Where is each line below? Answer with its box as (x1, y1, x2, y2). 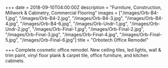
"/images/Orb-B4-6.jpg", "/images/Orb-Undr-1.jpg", (20, 20, 129, 27)
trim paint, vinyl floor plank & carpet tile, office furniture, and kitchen (5, 52, 149, 58)
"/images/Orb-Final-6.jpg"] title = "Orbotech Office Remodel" (19, 37, 149, 43)
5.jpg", (5, 37, 19, 43)
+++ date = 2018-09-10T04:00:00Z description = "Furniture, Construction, (5, 5, 162, 10)
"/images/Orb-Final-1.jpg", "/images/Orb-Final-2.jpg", (32, 26, 145, 32)
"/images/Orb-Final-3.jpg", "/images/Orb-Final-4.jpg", (5, 32, 119, 37)
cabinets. (5, 58, 25, 63)
